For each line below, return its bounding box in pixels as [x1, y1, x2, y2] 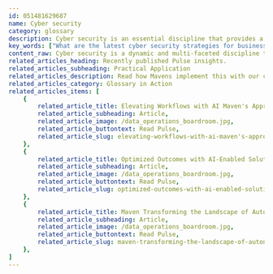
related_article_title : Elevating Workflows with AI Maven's [37, 102, 249, 110]
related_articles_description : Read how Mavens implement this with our [8, 72, 260, 80]
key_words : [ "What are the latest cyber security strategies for [8, 42, 234, 50]
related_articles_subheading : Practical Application [8, 65, 191, 73]
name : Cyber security [8, 19, 82, 28]
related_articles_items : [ [8, 87, 100, 96]
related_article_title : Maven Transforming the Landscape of [37, 208, 249, 216]
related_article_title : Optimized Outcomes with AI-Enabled [37, 155, 245, 163]
